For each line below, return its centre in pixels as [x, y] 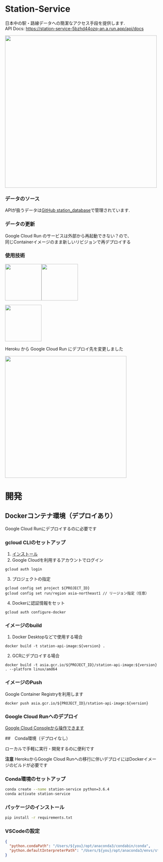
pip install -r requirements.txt [39, 818]
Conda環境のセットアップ [35, 779]
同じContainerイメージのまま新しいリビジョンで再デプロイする [68, 242]
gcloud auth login [24, 569]
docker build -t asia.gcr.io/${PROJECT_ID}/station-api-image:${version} [81, 665]
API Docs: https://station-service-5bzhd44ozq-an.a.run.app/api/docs [74, 28]
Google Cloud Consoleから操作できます [45, 728]
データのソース [22, 198]
